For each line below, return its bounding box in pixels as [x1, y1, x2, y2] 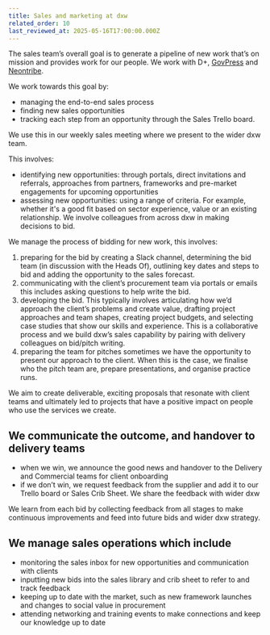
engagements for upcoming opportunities [19, 187, 159, 197]
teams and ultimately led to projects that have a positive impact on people [8, 397, 254, 407]
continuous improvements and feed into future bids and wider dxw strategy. [8, 513, 260, 523]
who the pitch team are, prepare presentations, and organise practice [19, 364, 251, 374]
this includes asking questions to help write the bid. [19, 287, 191, 297]
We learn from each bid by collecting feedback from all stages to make [8, 504, 243, 514]
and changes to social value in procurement [19, 600, 166, 610]
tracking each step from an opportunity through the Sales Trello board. [19, 115, 255, 124]
